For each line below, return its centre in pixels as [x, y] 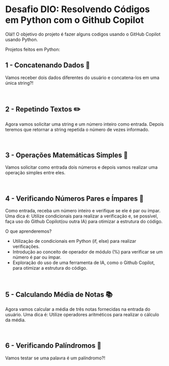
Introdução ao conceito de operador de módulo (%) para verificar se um [88, 252]
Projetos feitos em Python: [33, 49]
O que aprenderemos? [29, 231]
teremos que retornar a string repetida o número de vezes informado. [77, 129]
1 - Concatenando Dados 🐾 [48, 65]
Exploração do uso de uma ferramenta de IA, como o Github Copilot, [84, 263]
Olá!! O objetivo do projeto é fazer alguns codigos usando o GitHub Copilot [83, 34]
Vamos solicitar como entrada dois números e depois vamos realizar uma [81, 167]
